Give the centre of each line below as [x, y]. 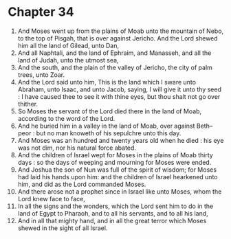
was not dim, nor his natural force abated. [77, 148]
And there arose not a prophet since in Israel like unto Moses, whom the [120, 191]
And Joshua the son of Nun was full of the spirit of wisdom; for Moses [117, 170]
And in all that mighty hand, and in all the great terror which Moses [112, 220]
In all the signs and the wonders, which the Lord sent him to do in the [115, 206]
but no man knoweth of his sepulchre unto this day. [109, 133]
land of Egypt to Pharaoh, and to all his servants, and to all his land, [113, 213]
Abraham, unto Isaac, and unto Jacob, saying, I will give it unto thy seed [120, 89]
